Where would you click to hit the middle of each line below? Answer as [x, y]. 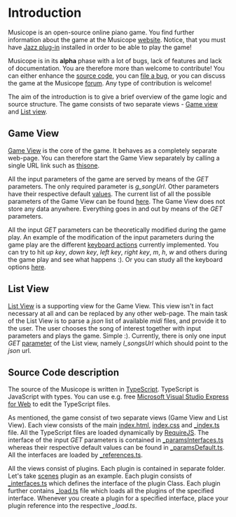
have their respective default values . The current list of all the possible [110, 193]
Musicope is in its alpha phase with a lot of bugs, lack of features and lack [115, 60]
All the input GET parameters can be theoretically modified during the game [117, 230]
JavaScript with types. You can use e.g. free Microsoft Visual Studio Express [119, 397]
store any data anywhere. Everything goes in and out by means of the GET [116, 209]
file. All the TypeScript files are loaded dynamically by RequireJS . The [109, 433]
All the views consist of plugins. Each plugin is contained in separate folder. [117, 469]
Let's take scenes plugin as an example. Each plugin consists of [100, 476]
